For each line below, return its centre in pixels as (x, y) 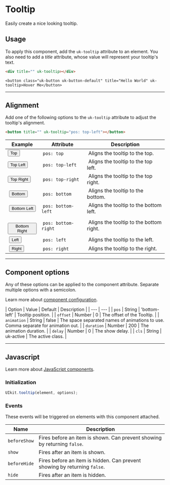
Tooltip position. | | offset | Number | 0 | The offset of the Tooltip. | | (88, 315)
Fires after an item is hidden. (72, 475)
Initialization (21, 382)
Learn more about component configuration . (51, 300)
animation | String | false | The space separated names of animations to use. (85, 320)
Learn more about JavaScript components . (50, 369)
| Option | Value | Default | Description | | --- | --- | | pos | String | (73, 309)
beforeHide (21, 464)
